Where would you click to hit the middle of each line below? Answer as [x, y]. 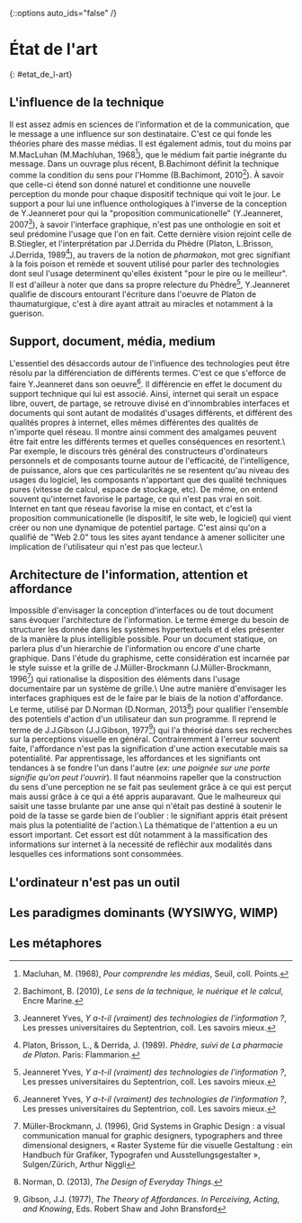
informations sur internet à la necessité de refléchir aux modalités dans [141, 844]
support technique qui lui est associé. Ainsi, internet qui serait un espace [144, 393]
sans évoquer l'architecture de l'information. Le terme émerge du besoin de [149, 620]
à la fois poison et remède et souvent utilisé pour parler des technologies [145, 264]
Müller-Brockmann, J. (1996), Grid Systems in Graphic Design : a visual [154, 1126]
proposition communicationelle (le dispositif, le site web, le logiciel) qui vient [151, 517]
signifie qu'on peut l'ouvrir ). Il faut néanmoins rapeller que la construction [145, 778]
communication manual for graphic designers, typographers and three [152, 1135]
